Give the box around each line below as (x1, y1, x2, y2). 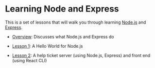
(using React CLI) (12, 57, 47, 63)
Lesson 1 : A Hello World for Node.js (12, 43, 83, 49)
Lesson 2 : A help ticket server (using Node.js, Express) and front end (12, 52, 151, 58)
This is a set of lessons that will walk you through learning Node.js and (5, 19, 146, 25)
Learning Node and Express (5, 3, 119, 14)
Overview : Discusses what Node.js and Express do (12, 34, 114, 40)
